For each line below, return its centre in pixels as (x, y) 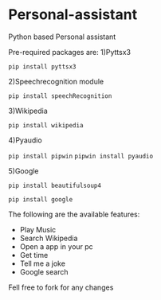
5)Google (24, 171)
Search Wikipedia (49, 238)
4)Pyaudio (25, 140)
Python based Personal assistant (62, 37)
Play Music (38, 229)
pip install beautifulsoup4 (55, 185)
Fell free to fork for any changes (61, 287)
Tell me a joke (43, 263)
